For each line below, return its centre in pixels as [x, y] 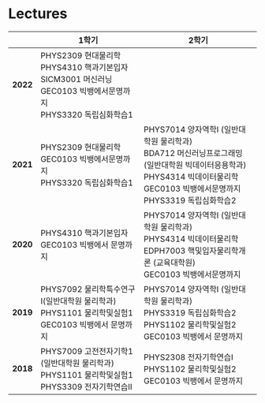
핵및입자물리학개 [216, 251]
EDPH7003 [164, 251]
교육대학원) [175, 263]
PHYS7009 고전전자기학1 [87, 351]
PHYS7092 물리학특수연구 [88, 289]
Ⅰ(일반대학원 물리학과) [78, 300]
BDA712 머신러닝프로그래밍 [193, 153]
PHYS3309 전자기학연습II [86, 386]
